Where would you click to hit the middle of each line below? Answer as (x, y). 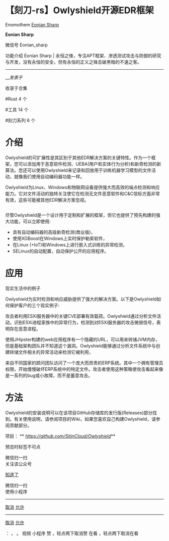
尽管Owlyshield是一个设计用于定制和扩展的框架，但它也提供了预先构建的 (80, 215)
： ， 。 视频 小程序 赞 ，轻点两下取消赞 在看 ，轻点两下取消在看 (72, 533)
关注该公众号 (18, 464)
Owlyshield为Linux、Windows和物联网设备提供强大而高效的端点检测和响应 (82, 187)
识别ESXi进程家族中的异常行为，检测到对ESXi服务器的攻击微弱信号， (85, 322)
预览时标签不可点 (23, 447)
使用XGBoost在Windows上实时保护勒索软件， (60, 238)
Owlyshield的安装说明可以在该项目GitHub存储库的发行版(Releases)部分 (79, 413)
